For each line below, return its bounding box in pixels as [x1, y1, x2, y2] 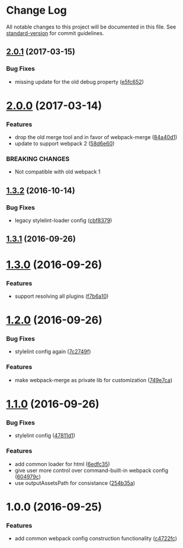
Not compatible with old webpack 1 [14, 168, 101, 175]
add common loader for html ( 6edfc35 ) [14, 460, 111, 467]
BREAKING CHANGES [6, 155, 70, 163]
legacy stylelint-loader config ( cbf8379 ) [14, 217, 113, 224]
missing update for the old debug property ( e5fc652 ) [14, 78, 144, 85]
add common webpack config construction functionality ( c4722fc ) [14, 535, 178, 542]
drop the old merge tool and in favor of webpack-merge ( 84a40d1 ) [14, 134, 178, 141]
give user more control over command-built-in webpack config [14, 467, 169, 474]
